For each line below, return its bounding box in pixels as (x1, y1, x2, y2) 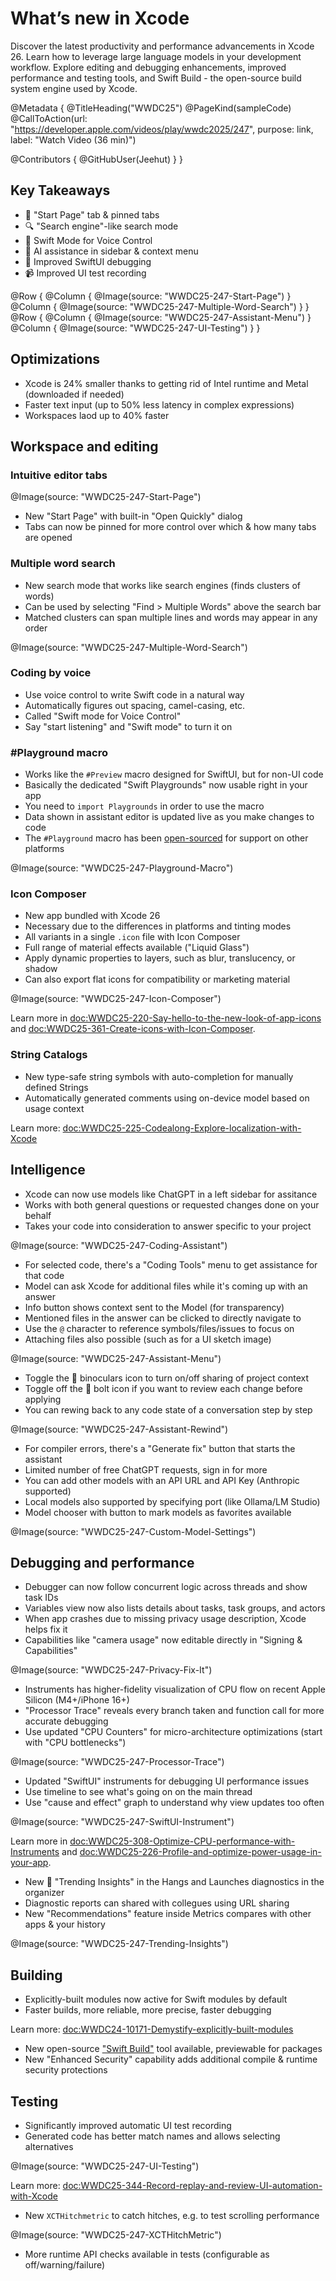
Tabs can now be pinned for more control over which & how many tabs (24, 521, 317, 533)
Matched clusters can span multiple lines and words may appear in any (24, 611, 318, 623)
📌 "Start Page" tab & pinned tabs (24, 208, 160, 221)
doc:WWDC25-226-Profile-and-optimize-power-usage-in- (79, 1846, 322, 1858)
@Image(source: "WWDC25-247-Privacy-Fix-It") (10, 1664, 213, 1676)
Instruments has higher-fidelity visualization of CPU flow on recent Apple (24, 1683, 326, 1696)
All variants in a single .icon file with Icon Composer (24, 931, 241, 943)
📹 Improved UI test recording (24, 267, 147, 279)
